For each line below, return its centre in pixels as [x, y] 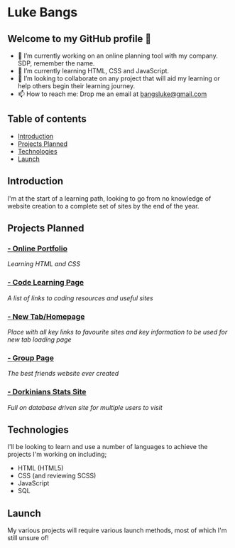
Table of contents [47, 119]
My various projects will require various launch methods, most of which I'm [117, 530]
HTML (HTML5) [40, 468]
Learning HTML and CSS [44, 264]
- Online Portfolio [38, 248]
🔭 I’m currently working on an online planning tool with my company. [117, 56]
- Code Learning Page [46, 283]
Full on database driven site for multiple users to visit [85, 407]
